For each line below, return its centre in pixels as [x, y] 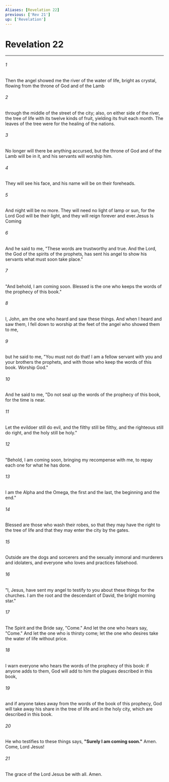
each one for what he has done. [38, 465]
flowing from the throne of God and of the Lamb [55, 86]
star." [11, 600]
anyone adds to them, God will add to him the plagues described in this [79, 671]
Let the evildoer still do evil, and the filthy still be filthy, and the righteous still [84, 427]
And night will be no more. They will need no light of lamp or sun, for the [80, 210]
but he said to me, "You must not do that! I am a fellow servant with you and [84, 357]
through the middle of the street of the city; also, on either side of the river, [82, 113]
